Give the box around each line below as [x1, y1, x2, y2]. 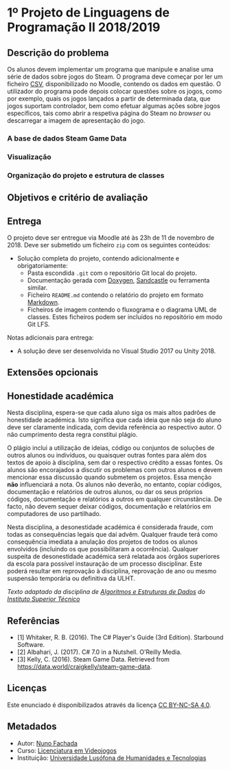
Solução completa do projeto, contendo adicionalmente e [16, 254, 180, 263]
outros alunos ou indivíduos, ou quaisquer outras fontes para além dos [7, 451, 207, 460]
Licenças [7, 682, 47, 694]
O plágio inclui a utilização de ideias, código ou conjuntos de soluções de [7, 444, 215, 452]
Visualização [7, 152, 51, 161]
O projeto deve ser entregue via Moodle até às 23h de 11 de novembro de [7, 233, 215, 242]
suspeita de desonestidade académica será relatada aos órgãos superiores [7, 553, 220, 561]
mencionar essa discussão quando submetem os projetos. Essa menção [7, 473, 212, 482]
